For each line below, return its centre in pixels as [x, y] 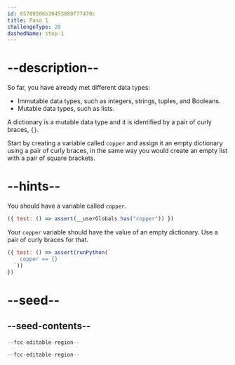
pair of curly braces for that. [48, 240]
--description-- [53, 68]
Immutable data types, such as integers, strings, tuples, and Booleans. [119, 101]
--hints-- [34, 186]
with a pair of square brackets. [52, 158]
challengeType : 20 [34, 27]
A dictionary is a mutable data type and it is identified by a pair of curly [109, 122]
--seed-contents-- [49, 326]
